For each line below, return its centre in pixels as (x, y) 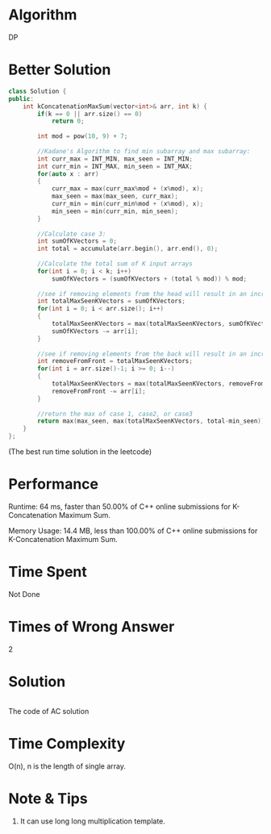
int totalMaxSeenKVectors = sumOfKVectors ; (111, 301)
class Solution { (38, 91)
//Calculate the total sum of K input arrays (115, 264)
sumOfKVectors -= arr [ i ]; (95, 331)
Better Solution (60, 70)
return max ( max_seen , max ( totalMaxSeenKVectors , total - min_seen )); (153, 421)
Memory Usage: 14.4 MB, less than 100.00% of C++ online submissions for (133, 531)
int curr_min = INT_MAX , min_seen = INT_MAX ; (115, 166)
